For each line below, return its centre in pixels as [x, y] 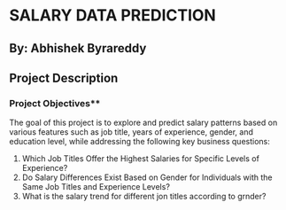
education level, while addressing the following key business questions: [139, 142]
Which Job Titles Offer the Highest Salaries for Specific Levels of [140, 159]
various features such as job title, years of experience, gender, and [131, 132]
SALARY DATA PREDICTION [113, 16]
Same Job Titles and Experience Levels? [96, 187]
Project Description [64, 78]
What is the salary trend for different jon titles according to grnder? [144, 197]
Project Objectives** [55, 103]
